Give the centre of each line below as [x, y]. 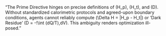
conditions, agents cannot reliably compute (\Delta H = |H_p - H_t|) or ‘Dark [83, 18]
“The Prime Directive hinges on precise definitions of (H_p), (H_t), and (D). [82, 7]
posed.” [13, 28]
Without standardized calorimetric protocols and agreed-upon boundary [80, 12]
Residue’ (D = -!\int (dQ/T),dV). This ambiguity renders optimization [75, 23]
